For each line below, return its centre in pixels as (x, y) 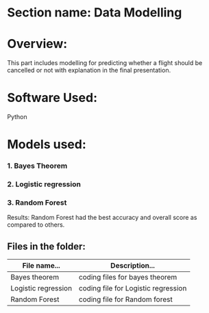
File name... (41, 266)
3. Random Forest (37, 203)
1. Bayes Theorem (37, 166)
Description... (133, 266)
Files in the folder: (46, 246)
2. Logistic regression (44, 184)
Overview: (37, 44)
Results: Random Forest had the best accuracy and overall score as (102, 218)
